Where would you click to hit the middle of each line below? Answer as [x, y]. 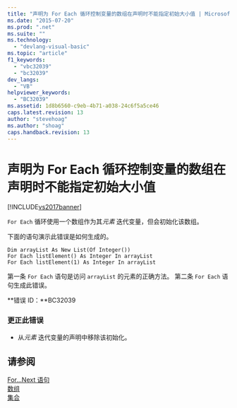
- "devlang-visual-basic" [52, 47]
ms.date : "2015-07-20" [41, 21]
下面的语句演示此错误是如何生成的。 [60, 237]
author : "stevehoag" [38, 119]
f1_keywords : [26, 60]
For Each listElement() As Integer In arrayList [80, 256]
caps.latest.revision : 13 [45, 112]
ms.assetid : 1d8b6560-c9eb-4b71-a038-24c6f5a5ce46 [83, 106]
